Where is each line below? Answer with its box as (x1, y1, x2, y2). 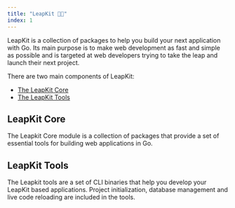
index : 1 (7, 17, 33, 24)
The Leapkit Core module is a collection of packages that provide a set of (7, 132, 220, 140)
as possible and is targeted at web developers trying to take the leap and (7, 50, 218, 60)
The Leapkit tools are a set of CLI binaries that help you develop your (7, 178, 207, 186)
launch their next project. (7, 58, 80, 67)
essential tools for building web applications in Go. (7, 139, 153, 148)
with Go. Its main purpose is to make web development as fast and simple (7, 43, 221, 52)
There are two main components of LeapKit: (7, 71, 135, 81)
